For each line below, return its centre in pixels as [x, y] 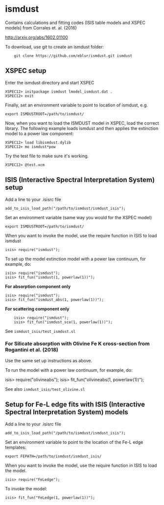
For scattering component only [37, 309]
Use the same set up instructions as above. [49, 360]
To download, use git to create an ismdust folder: [55, 47]
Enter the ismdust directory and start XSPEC [50, 82]
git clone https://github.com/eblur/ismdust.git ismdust [73, 56]
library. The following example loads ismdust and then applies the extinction [82, 128]
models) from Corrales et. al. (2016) [41, 27]
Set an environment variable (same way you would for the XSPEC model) [79, 217]
